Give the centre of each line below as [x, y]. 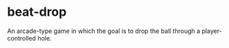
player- [212, 31]
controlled [22, 38]
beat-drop [37, 12]
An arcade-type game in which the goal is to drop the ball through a [104, 31]
